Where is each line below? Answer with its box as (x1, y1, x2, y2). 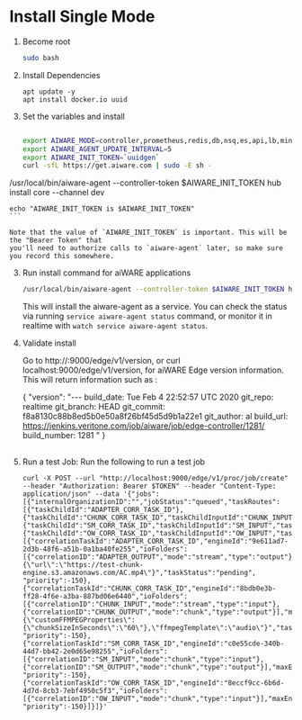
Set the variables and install (22, 111, 126, 121)
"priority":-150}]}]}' (22, 702, 108, 711)
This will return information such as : (22, 374, 158, 385)
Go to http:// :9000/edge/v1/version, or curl (22, 355, 182, 366)
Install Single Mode (9, 6, 155, 27)
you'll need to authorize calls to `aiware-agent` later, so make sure (9, 244, 283, 253)
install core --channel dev (9, 187, 105, 198)
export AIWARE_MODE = (22, 136, 100, 145)
